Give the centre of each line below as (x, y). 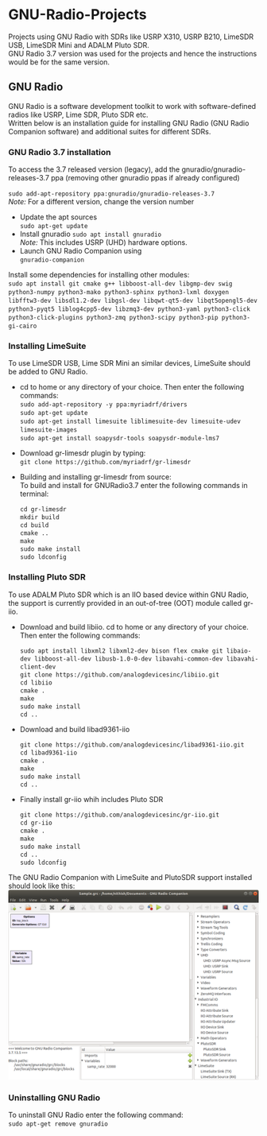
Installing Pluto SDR (47, 577)
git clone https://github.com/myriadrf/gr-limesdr (105, 463)
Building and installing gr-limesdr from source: (96, 477)
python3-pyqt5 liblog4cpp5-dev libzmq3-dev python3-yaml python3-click (129, 309)
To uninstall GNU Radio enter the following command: (96, 1115)
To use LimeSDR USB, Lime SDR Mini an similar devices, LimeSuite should (130, 363)
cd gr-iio (36, 823)
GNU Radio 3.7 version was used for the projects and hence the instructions (133, 53)
